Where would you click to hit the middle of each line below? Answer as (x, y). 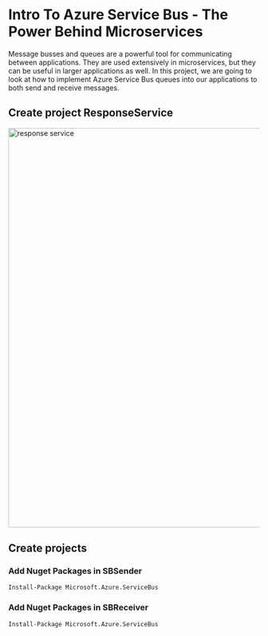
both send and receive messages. (64, 87)
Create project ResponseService (91, 113)
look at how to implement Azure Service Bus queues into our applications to (133, 79)
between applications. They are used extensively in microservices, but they (132, 62)
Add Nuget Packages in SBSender (75, 571)
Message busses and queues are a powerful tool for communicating (120, 54)
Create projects (48, 549)
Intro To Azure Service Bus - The (118, 15)
